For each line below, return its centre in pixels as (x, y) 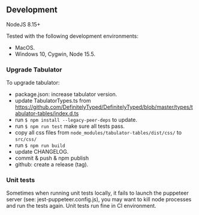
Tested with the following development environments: (73, 36)
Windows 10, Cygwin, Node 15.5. (55, 54)
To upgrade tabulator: (33, 83)
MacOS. (25, 47)
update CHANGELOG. (42, 152)
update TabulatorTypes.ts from (53, 101)
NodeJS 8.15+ (23, 24)
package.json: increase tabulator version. (66, 94)
